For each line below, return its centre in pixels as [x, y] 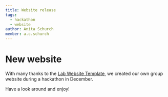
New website [34, 59]
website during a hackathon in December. [49, 79]
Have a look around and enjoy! [38, 89]
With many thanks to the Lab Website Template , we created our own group [84, 73]
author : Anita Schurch [29, 29]
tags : [11, 15]
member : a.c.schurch [27, 34]
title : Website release [31, 10]
